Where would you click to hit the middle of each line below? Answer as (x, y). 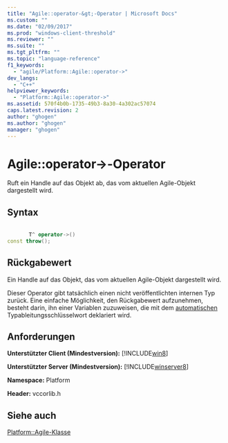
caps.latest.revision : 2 (43, 110)
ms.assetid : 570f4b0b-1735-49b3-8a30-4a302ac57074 (82, 104)
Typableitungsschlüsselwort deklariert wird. (69, 315)
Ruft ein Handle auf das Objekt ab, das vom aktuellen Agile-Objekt (101, 183)
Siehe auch (32, 416)
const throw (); (29, 241)
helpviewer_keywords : (38, 91)
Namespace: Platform (39, 380)
